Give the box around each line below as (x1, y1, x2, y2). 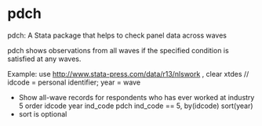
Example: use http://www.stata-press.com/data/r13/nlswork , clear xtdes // (7, 69, 249, 78)
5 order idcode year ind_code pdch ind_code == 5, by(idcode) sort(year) (18, 101, 253, 110)
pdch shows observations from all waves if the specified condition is (7, 45, 229, 55)
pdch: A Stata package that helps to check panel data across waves (7, 31, 227, 40)
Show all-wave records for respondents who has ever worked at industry (18, 92, 255, 102)
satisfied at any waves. (7, 54, 82, 63)
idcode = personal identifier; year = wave (7, 77, 141, 87)
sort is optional (18, 109, 67, 118)
